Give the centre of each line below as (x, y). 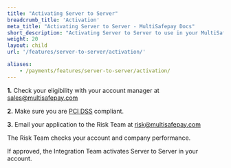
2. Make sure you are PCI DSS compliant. (66, 111)
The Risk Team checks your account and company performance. (99, 138)
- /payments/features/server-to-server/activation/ (95, 71)
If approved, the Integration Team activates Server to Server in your (103, 151)
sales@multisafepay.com (43, 98)
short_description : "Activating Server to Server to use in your (102, 33)
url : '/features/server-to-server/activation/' (77, 52)
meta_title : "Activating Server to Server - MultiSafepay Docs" (101, 26)
